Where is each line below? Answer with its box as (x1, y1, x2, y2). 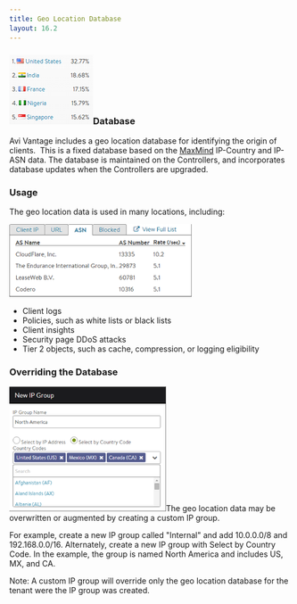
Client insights (21, 325, 75, 335)
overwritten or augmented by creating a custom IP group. (9, 513, 220, 524)
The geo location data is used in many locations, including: (9, 206, 226, 218)
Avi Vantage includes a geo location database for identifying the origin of (9, 135, 277, 146)
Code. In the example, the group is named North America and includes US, (9, 549, 284, 559)
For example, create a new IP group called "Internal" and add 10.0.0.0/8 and (9, 530, 288, 541)
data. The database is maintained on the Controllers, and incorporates (28, 154, 285, 165)
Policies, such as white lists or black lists (21, 315, 172, 326)
